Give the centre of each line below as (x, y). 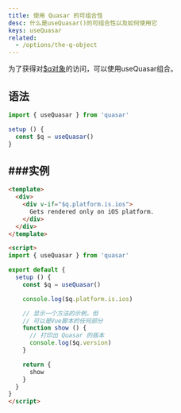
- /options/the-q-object (56, 45)
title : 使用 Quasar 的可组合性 (56, 15)
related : (23, 38)
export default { (37, 270)
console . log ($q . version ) (70, 343)
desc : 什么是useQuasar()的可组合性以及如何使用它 (83, 23)
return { (37, 365)
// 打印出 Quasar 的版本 (67, 336)
